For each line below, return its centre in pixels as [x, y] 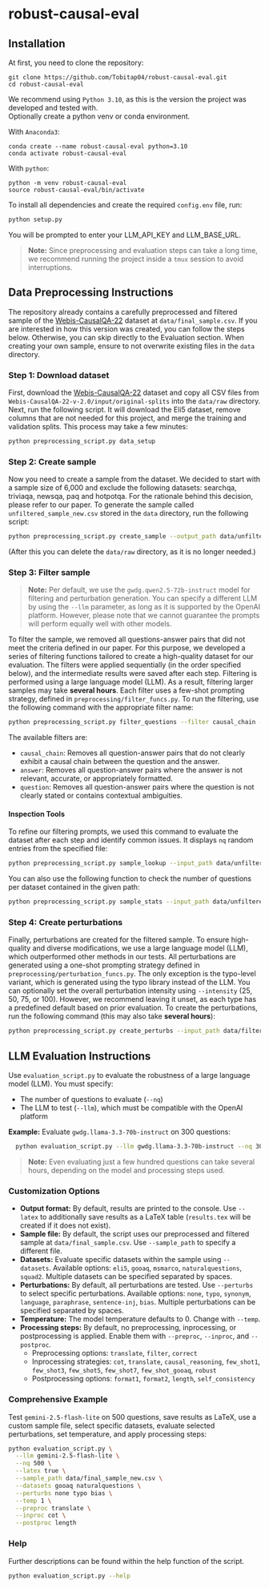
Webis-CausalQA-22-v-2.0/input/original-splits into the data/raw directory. [134, 400]
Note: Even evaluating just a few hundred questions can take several [141, 1162]
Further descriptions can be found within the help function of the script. [126, 1561]
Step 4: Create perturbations [66, 923]
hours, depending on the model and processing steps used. [126, 1171]
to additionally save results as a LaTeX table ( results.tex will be [145, 1217]
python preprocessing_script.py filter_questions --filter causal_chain [132, 722]
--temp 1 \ [34, 1501]
